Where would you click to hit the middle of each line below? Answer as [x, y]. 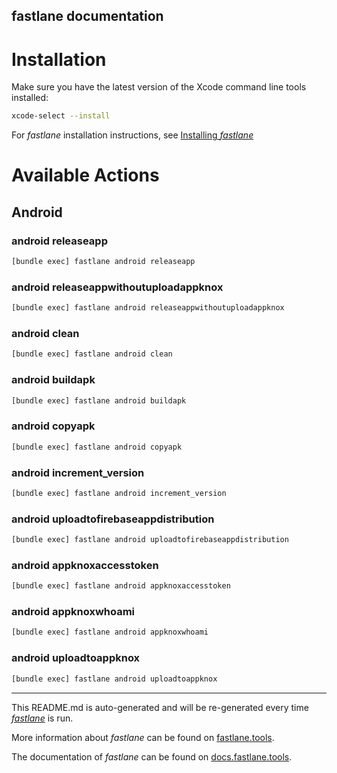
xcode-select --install [61, 116]
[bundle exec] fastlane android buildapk [99, 400]
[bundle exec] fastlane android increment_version [119, 493]
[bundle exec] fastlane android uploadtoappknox [114, 679]
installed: [30, 98]
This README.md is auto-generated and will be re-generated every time [160, 707]
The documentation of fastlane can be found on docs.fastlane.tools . [152, 756]
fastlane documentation [87, 16]
